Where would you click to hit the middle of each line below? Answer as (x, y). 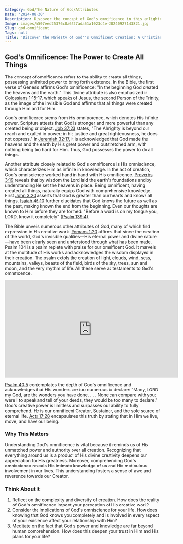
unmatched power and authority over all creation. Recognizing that (73, 450)
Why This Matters (27, 434)
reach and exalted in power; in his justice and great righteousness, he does (81, 133)
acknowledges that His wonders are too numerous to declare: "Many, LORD (82, 389)
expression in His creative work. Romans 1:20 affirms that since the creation (82, 231)
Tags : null (16, 33)
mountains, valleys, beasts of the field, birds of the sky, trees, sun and (76, 263)
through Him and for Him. (31, 108)
